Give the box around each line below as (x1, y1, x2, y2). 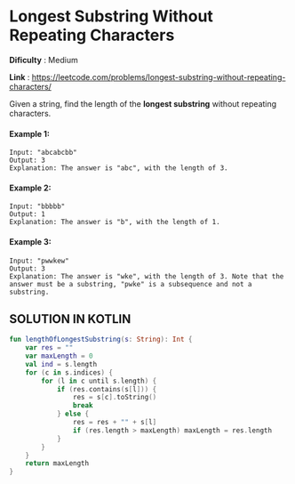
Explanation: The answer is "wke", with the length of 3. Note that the (9, 271, 284, 281)
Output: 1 (9, 210, 46, 219)
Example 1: (9, 128, 51, 139)
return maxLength (25, 459, 90, 468)
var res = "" (25, 343, 74, 352)
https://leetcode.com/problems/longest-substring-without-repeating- (31, 71, 286, 82)
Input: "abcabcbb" (9, 149, 77, 157)
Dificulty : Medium (9, 54, 78, 65)
